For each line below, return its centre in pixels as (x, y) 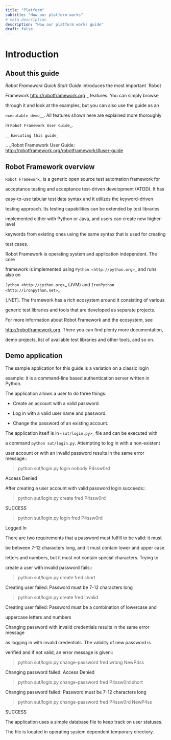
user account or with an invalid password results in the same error (75, 453)
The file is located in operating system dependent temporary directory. (80, 732)
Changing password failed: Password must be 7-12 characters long (76, 692)
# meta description (26, 19)
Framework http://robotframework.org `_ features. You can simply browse (82, 96)
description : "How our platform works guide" (54, 24)
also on (13, 274)
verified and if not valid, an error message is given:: (59, 652)
